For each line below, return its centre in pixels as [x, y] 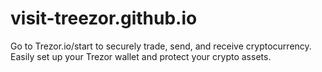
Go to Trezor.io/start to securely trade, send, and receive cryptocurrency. [161, 46]
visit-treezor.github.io [104, 18]
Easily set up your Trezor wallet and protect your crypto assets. [141, 56]
